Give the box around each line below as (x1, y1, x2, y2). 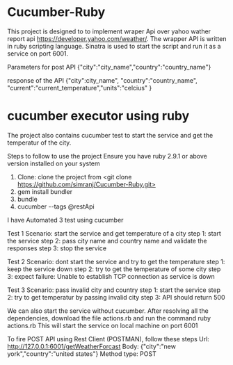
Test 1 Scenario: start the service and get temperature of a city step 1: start (7, 229, 221, 237)
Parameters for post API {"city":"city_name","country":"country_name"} (7, 63, 211, 71)
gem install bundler (17, 187, 73, 195)
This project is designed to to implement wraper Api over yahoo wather (7, 27, 211, 35)
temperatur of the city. (7, 138, 72, 147)
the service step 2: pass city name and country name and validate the (7, 236, 207, 245)
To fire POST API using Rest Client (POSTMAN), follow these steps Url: (7, 334, 210, 343)
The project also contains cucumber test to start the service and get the (7, 131, 214, 139)
